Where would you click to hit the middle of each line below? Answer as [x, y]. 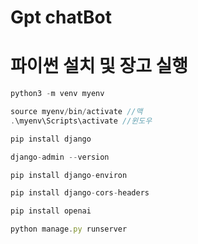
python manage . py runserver [69, 229]
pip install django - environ [69, 175]
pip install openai [51, 211]
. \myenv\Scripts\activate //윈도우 [81, 121]
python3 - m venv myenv [57, 94]
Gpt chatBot [61, 17]
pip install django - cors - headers [80, 193]
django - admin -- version [60, 157]
